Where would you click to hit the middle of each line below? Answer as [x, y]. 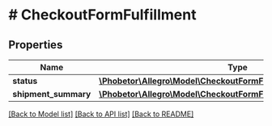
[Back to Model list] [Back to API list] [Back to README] [101, 114]
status [25, 81]
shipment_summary [52, 94]
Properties [36, 45]
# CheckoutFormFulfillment [102, 15]
